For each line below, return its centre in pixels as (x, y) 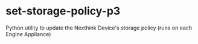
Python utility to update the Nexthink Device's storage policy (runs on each (99, 28)
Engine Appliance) (28, 34)
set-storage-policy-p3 (63, 11)
